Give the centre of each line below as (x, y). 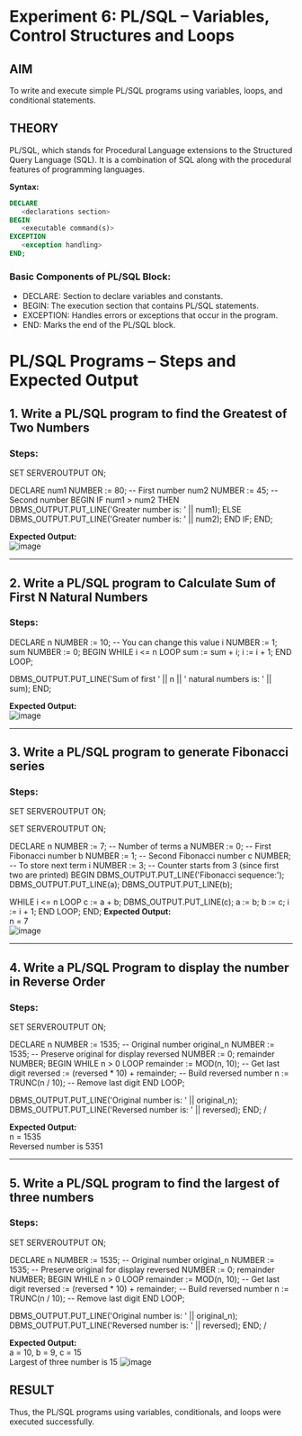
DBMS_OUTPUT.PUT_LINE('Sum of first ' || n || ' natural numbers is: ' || (141, 678)
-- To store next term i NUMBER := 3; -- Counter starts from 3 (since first (144, 866)
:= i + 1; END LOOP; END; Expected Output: (90, 912)
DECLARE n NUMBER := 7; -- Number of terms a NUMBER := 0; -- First (140, 846)
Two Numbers (49, 427)
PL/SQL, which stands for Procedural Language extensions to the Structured (151, 150)
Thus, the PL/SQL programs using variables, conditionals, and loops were (145, 1412)
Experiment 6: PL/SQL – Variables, (139, 17)
